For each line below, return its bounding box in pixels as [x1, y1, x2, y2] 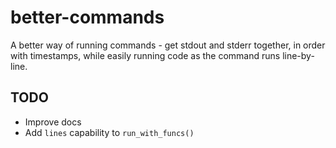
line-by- [282, 49, 315, 61]
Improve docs [24, 116, 82, 128]
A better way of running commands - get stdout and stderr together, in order [10, 39, 326, 51]
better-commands [10, 6, 165, 29]
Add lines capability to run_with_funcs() [24, 126, 195, 138]
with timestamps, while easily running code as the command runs [10, 49, 281, 61]
